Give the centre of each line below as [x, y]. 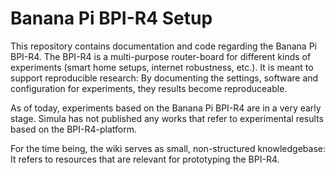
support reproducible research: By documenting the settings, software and [164, 78]
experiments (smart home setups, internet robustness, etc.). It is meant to [162, 67]
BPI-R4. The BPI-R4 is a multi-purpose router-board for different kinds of [161, 56]
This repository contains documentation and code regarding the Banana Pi [163, 46]
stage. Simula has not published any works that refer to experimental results [167, 118]
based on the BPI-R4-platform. [74, 129]
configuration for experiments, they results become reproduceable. [149, 88]
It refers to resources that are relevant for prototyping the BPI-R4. [145, 159]
